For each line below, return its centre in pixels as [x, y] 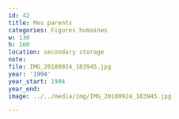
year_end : [25, 89]
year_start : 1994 [37, 81]
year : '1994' [30, 74]
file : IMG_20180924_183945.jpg [60, 67]
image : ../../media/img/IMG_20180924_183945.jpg [90, 96]
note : [17, 60]
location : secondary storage [56, 52]
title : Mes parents [40, 23]
